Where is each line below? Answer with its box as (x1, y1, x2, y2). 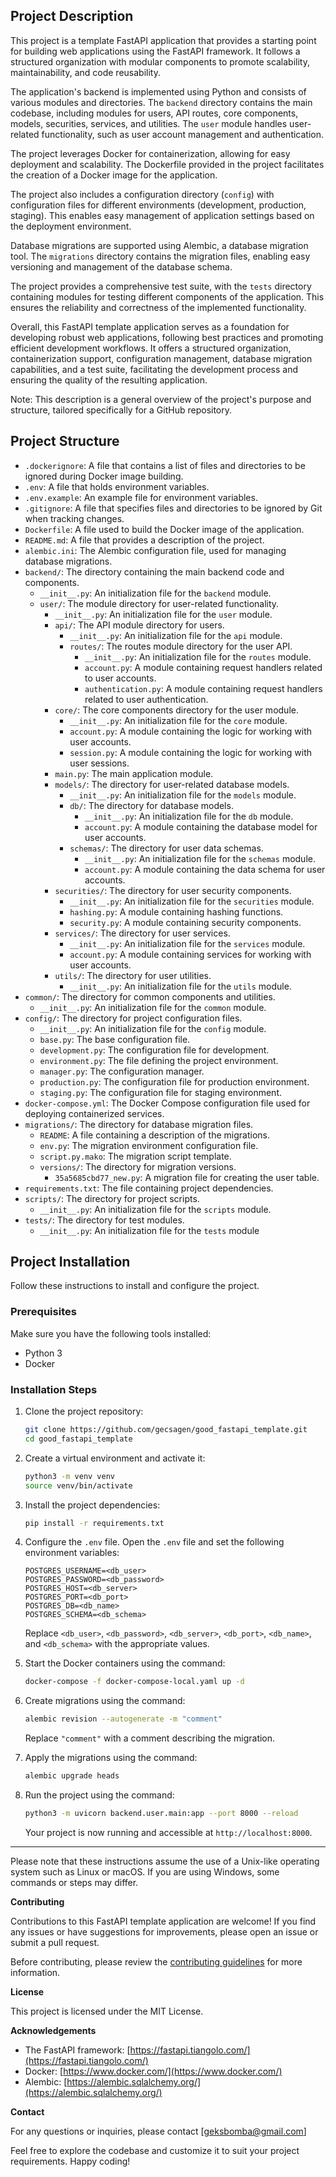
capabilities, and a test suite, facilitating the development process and (10, 363, 298, 375)
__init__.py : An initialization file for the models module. (69, 789, 297, 801)
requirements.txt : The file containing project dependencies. (24, 1182, 274, 1194)
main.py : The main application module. (54, 767, 214, 779)
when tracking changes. (24, 512, 125, 524)
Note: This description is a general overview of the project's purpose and (10, 393, 312, 405)
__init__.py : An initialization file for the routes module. (84, 650, 312, 663)
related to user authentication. (84, 693, 209, 705)
